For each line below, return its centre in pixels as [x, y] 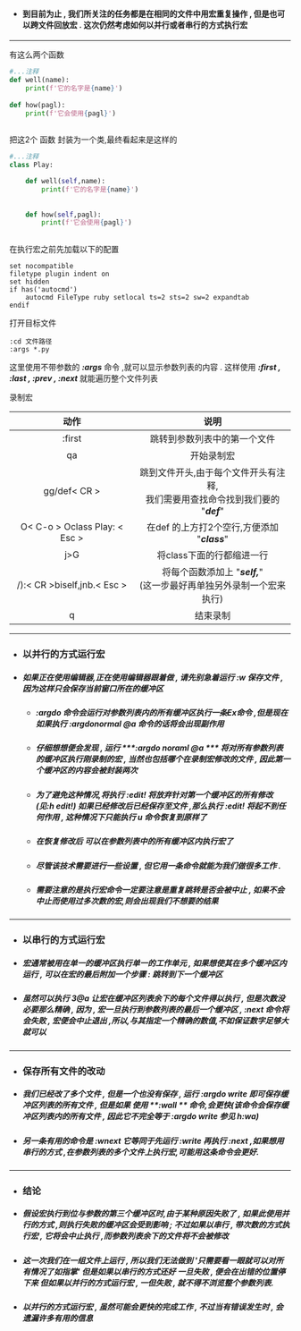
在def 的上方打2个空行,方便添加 [212, 528]
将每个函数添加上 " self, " [213, 572]
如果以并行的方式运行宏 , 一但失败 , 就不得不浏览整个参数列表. [161, 1283]
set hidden [29, 282]
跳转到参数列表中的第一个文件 [212, 439]
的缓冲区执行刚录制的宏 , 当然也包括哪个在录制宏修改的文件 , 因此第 [159, 759]
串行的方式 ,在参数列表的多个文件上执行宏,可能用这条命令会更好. [141, 1152]
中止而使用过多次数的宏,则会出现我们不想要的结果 [127, 901]
